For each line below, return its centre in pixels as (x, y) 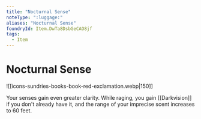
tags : (13, 34)
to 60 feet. (19, 110)
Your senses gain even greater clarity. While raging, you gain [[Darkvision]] (99, 97)
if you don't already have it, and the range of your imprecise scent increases (100, 104)
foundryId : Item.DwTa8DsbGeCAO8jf (49, 29)
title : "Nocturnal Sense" (38, 12)
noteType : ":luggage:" (34, 17)
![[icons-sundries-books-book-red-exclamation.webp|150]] (79, 86)
